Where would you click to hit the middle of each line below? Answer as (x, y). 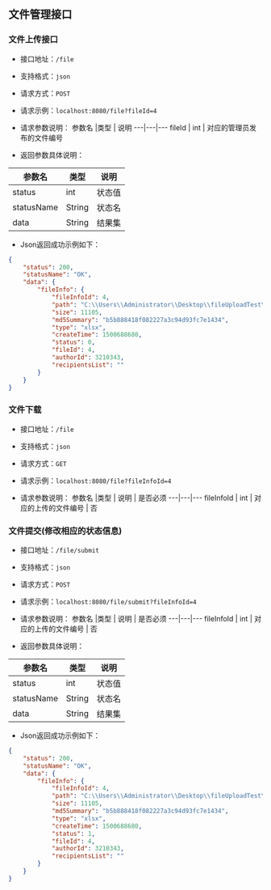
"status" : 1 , (73, 833)
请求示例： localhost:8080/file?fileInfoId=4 (96, 481)
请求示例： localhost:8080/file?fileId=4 (88, 110)
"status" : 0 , (73, 342)
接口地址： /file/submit (59, 550)
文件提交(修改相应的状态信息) (65, 531)
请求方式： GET (43, 463)
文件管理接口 (40, 15)
